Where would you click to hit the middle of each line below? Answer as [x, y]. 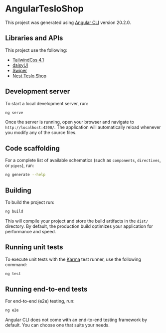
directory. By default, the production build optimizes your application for [79, 226]
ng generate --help [25, 175]
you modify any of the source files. [41, 133]
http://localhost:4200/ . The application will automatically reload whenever [83, 127]
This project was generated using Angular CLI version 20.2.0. [68, 22]
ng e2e [12, 310]
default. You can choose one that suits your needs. [57, 325]
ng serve [14, 113]
